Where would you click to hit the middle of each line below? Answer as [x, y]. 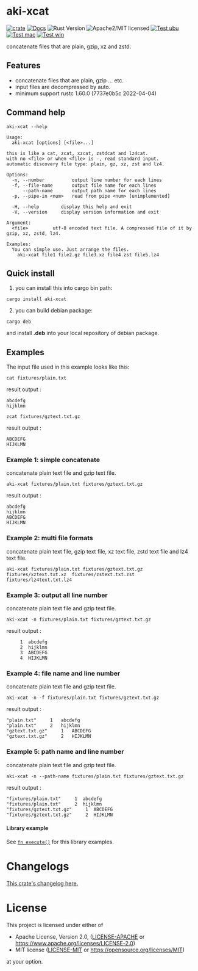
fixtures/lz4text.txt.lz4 [39, 580]
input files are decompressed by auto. [63, 87]
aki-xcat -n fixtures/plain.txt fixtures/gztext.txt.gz [79, 620]
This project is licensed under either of [55, 925]
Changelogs [38, 866]
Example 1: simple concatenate [53, 460]
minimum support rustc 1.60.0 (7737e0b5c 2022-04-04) [86, 93]
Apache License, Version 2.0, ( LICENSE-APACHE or [80, 937]
